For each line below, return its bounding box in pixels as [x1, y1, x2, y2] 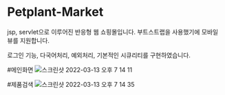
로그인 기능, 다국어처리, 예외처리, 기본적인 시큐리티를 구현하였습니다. [7, 51, 191, 59]
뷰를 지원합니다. [7, 36, 50, 45]
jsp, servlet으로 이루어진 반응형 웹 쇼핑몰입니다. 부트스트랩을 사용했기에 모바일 [7, 28, 219, 36]
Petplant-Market [7, 4, 104, 20]
